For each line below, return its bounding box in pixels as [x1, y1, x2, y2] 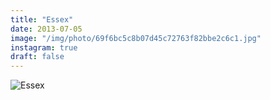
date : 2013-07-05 [10, 24, 83, 34]
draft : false [10, 52, 65, 62]
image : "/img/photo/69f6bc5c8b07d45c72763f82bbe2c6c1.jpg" [10, 33, 262, 43]
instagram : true [10, 42, 78, 53]
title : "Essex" [10, 14, 74, 25]
